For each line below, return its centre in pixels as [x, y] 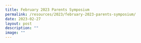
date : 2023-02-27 [23, 19]
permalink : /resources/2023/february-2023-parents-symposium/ [70, 14]
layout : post [19, 23]
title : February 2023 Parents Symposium [47, 10]
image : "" [15, 33]
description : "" [22, 28]
